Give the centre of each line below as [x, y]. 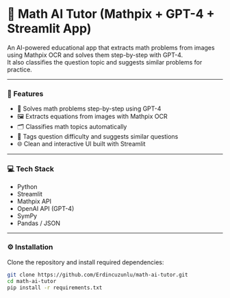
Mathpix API [34, 201]
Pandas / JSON [38, 223]
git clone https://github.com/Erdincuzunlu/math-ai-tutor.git [98, 275]
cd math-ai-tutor [32, 281]
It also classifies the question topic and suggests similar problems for [105, 62]
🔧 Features [25, 93]
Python [27, 186]
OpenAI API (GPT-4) [46, 208]
